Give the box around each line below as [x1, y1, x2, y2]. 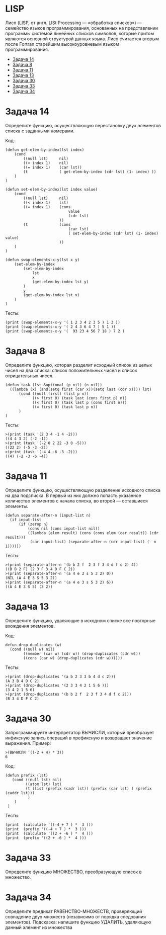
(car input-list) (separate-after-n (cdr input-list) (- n [30, 539, 156, 544]
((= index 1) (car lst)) [23, 164, 82, 170]
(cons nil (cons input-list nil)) [27, 526, 100, 531]
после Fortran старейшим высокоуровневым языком [5, 41, 119, 47]
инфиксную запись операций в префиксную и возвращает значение [5, 735, 152, 741]
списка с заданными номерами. [5, 128, 75, 134]
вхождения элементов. [5, 623, 55, 629]
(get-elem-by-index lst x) [23, 292, 80, 297]
